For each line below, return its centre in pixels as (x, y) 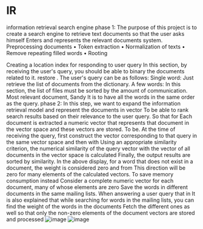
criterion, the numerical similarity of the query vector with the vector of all (98, 148)
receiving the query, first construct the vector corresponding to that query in (102, 135)
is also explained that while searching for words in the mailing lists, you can (100, 200)
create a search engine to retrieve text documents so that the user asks (95, 33)
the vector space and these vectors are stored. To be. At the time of (91, 129)
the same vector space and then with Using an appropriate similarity (92, 142)
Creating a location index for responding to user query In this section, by (97, 65)
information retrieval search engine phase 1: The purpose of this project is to (101, 27)
